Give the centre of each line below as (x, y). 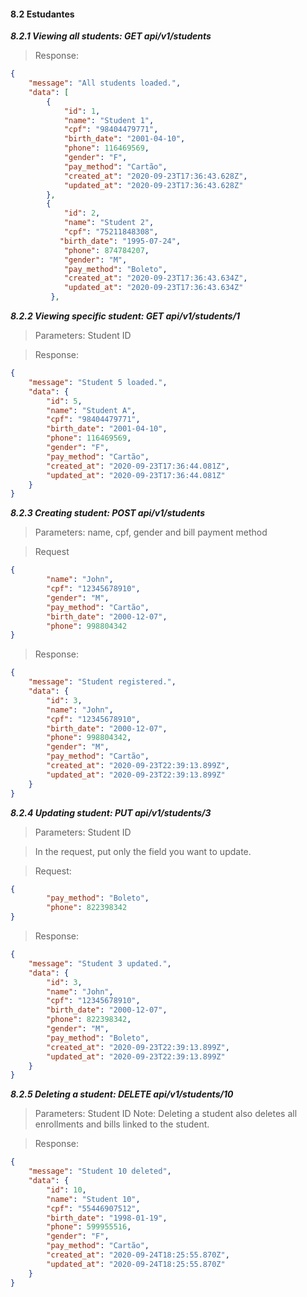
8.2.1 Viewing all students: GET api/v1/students (111, 36)
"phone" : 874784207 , (106, 250)
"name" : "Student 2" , (109, 223)
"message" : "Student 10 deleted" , (100, 1171)
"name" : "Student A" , (91, 410)
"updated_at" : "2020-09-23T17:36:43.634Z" (153, 288)
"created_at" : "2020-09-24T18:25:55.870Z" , (138, 1255)
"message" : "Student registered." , (102, 682)
